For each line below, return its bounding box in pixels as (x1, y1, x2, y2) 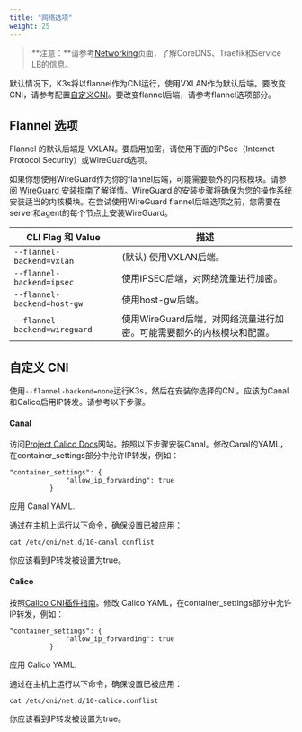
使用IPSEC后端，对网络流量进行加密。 (120, 272, 283, 285)
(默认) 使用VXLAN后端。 (120, 251, 225, 264)
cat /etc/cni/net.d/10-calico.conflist (9, 696, 159, 705)
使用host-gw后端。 (120, 294, 204, 306)
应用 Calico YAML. (9, 659, 77, 670)
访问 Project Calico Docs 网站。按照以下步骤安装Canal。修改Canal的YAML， (9, 438, 289, 450)
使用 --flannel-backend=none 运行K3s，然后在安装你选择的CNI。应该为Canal (9, 385, 289, 396)
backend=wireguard (13, 325, 93, 335)
